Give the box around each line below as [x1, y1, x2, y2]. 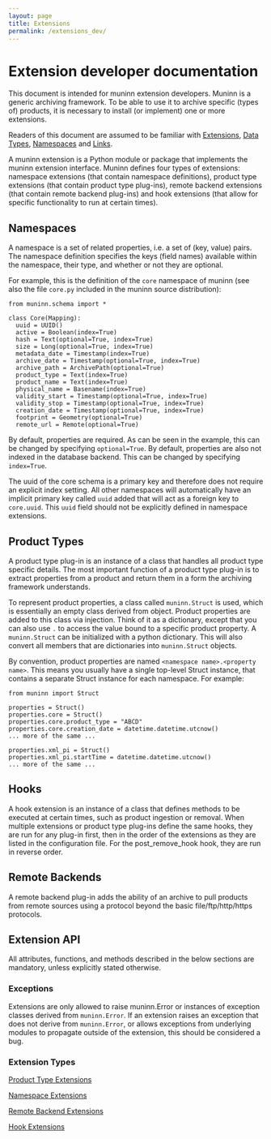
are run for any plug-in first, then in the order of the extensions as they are [8, 829, 256, 840]
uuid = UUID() [15, 321, 63, 329]
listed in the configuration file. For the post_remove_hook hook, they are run [8, 838, 261, 848]
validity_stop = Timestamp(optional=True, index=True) [15, 399, 205, 408]
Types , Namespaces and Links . [8, 139, 113, 148]
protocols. [8, 909, 43, 919]
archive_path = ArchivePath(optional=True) [15, 364, 164, 372]
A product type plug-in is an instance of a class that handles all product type [8, 556, 264, 565]
